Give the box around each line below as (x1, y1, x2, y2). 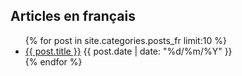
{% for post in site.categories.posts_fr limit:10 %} (24, 34, 227, 46)
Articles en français (10, 8, 136, 25)
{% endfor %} (24, 55, 83, 68)
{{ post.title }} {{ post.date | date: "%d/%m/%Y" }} (24, 45, 233, 57)
